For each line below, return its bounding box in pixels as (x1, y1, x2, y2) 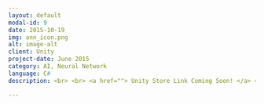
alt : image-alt (8, 41, 58, 48)
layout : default (8, 11, 61, 20)
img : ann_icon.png (8, 33, 68, 41)
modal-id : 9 (8, 19, 47, 27)
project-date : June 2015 (8, 56, 90, 63)
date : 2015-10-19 (8, 26, 65, 34)
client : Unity (8, 48, 55, 56)
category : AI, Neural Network (8, 63, 108, 70)
